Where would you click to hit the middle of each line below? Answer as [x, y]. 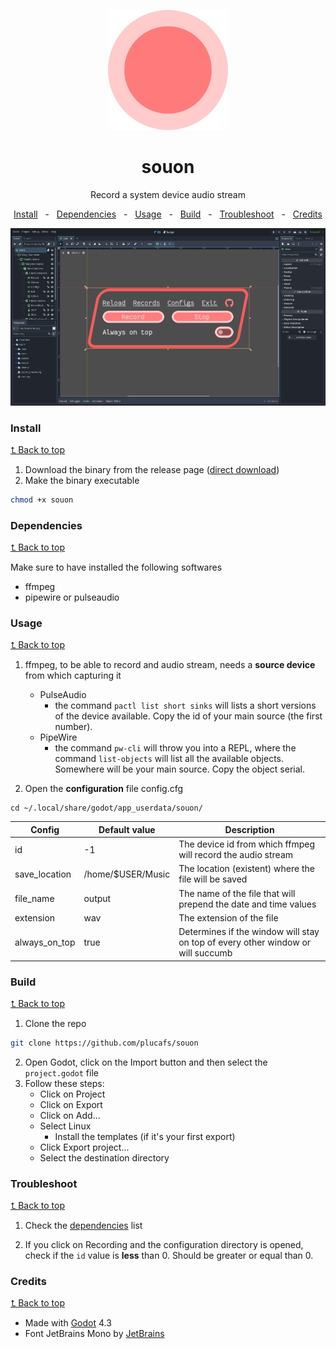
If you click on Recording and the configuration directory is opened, [164, 1245]
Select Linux [65, 1126]
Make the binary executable [82, 480]
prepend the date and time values [247, 904]
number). [73, 727]
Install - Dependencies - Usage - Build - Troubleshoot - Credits [168, 214]
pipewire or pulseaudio [72, 597]
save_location [43, 874]
